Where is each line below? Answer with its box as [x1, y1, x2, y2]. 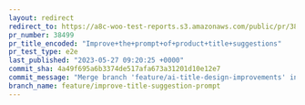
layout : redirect [8, 13, 75, 23]
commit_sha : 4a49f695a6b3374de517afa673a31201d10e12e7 [8, 65, 221, 74]
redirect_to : [8, 22, 58, 31]
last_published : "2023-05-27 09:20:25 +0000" [8, 56, 184, 65]
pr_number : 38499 [8, 30, 75, 39]
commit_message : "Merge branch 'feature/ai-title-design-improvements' [8, 73, 286, 82]
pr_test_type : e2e [8, 47, 78, 57]
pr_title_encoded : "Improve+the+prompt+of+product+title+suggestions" [8, 38, 282, 48]
